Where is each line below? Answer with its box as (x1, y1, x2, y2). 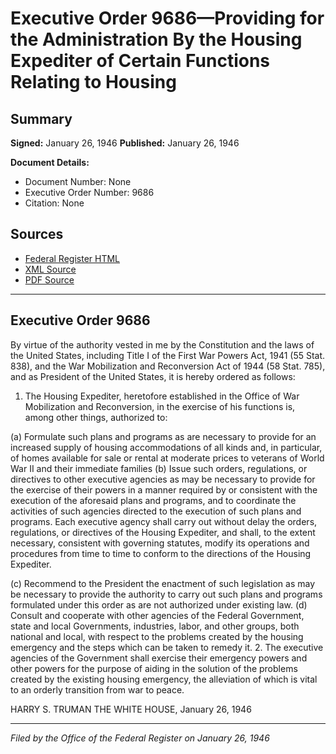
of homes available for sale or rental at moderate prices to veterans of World (10, 452, 325, 464)
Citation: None (24, 197, 85, 209)
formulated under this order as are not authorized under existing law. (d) (10, 598, 308, 611)
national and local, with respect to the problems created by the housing (10, 630, 304, 642)
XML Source (24, 263, 77, 275)
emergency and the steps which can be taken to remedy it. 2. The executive (10, 641, 324, 653)
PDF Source (24, 273, 75, 286)
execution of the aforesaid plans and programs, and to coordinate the (10, 494, 297, 506)
